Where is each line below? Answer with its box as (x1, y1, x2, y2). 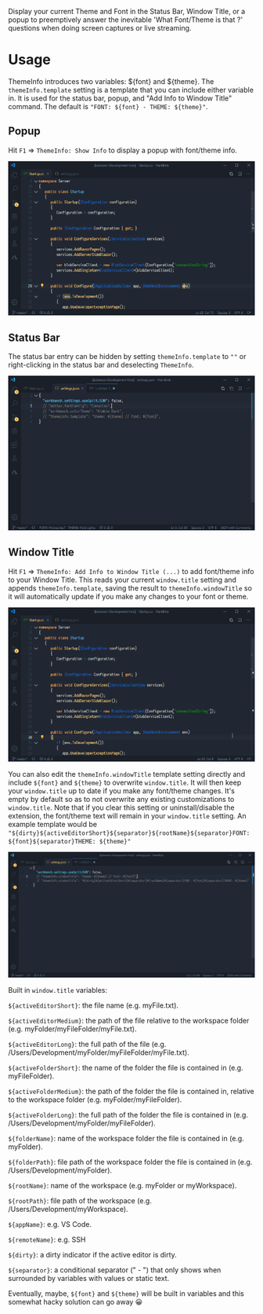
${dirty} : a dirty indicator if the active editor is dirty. (8, 1250, 178, 1260)
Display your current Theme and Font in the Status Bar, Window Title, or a (8, 7, 246, 16)
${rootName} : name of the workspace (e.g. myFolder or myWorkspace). (8, 1181, 237, 1191)
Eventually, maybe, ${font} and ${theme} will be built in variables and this (8, 1289, 244, 1298)
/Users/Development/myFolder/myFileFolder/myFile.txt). (8, 1048, 189, 1057)
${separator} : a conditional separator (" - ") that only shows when (8, 1265, 222, 1275)
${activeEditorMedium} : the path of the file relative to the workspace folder (8, 1016, 250, 1026)
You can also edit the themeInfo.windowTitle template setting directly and (8, 770, 245, 779)
